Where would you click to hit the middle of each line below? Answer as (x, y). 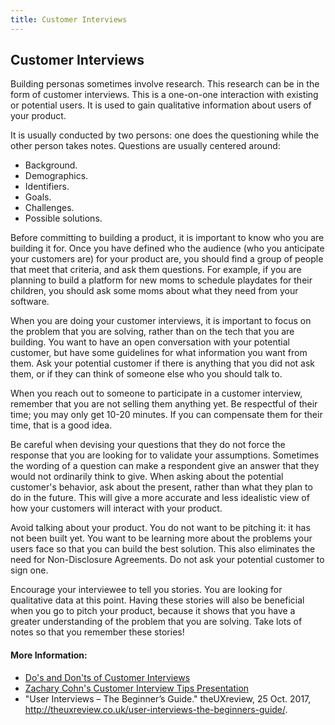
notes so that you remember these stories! (97, 632)
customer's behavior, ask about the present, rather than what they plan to (161, 487)
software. (30, 302)
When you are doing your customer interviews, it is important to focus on (161, 321)
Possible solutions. (63, 218)
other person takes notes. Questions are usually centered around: (145, 146)
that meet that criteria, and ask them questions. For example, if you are (156, 270)
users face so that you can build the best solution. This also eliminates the (163, 549)
